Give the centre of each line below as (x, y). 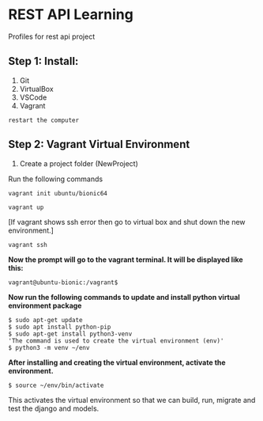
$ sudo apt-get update (45, 320)
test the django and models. (54, 408)
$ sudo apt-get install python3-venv (70, 334)
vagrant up (26, 207)
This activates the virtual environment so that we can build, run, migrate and (132, 400)
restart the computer (44, 120)
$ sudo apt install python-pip (60, 327)
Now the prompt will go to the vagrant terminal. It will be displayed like (126, 260)
